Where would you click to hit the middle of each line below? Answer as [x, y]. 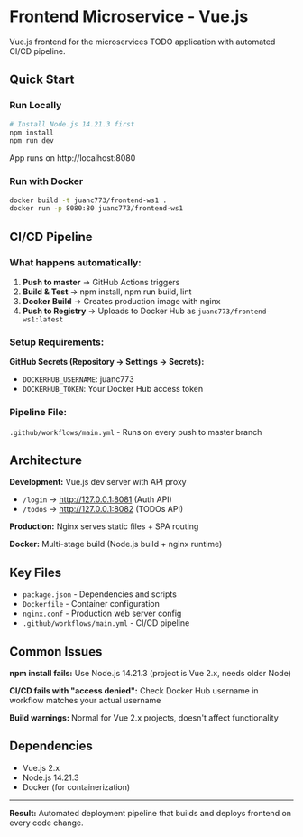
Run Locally [36, 106]
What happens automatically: [75, 262]
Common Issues [56, 651]
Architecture [46, 460]
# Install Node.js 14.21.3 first [72, 124]
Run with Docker [46, 181]
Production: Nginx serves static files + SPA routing [104, 526]
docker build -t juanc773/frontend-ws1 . [88, 200]
